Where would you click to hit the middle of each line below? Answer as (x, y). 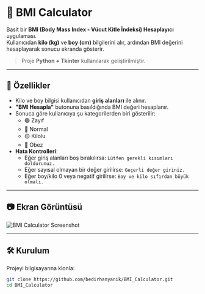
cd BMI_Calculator (30, 285)
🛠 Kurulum (28, 250)
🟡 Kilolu (35, 136)
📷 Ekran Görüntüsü (44, 207)
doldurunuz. (39, 164)
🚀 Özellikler (28, 86)
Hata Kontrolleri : (36, 151)
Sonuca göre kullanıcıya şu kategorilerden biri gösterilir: (85, 113)
